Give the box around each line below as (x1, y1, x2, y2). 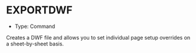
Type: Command (14, 23, 55, 30)
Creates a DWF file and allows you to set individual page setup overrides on (6, 34, 191, 41)
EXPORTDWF (6, 3, 73, 17)
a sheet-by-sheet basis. (6, 40, 64, 47)
